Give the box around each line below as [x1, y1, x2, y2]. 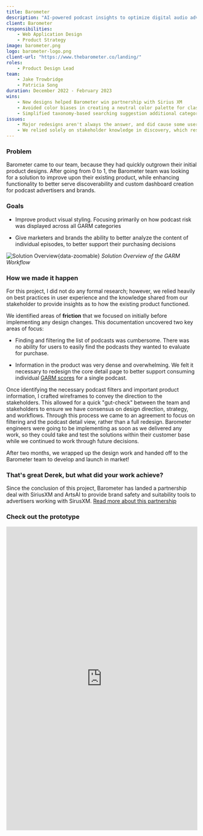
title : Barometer [6, 8, 50, 15]
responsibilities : [6, 25, 53, 32]
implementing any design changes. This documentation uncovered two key [6, 318, 193, 326]
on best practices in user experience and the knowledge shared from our [6, 293, 188, 301]
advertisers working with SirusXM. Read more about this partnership [6, 498, 177, 505]
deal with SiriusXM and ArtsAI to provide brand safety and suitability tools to [6, 491, 196, 498]
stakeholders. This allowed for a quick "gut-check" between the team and [6, 398, 190, 406]
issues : [6, 116, 26, 122]
